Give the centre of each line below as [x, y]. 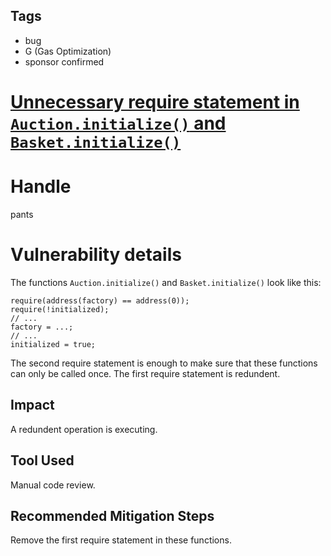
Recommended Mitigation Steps [112, 515]
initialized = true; [53, 344]
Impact [32, 405]
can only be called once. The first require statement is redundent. [145, 373]
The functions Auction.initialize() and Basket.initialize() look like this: [166, 282]
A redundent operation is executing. [84, 429]
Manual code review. [53, 485]
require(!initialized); [60, 309]
